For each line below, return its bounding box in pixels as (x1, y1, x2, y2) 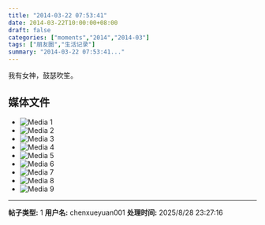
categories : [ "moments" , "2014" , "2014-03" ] (8, 33, 150, 42)
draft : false (8, 26, 51, 34)
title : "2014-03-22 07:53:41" (8, 11, 108, 20)
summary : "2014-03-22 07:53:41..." (8, 48, 125, 56)
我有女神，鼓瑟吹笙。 (8, 71, 77, 79)
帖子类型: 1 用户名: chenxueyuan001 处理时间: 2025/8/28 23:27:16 (8, 208, 223, 217)
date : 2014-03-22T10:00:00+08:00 (8, 19, 118, 27)
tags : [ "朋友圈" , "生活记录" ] (8, 41, 96, 49)
